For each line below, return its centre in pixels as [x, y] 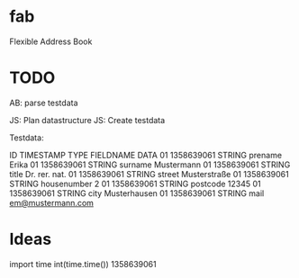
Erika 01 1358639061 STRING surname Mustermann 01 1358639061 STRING [150, 165]
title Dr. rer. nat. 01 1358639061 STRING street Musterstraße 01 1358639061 [149, 174]
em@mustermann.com [52, 202]
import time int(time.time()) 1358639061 [83, 264]
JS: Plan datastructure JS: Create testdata [87, 120]
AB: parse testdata [44, 103]
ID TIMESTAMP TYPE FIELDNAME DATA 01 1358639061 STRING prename [145, 155]
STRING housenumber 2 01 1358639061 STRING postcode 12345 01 [135, 184]
